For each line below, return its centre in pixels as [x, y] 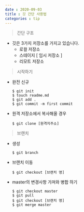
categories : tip [22, 18]
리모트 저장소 [32, 62]
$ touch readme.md [30, 96]
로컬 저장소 [29, 49]
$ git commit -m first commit [42, 104]
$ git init [23, 91]
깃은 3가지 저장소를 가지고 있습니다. [46, 43]
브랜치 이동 [22, 163]
